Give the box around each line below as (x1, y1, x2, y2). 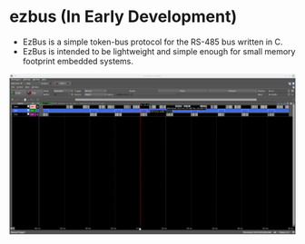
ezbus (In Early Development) (9, 6, 238, 27)
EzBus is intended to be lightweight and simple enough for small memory (22, 45, 296, 56)
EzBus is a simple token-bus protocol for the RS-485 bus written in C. (22, 36, 283, 47)
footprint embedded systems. (22, 55, 134, 66)
